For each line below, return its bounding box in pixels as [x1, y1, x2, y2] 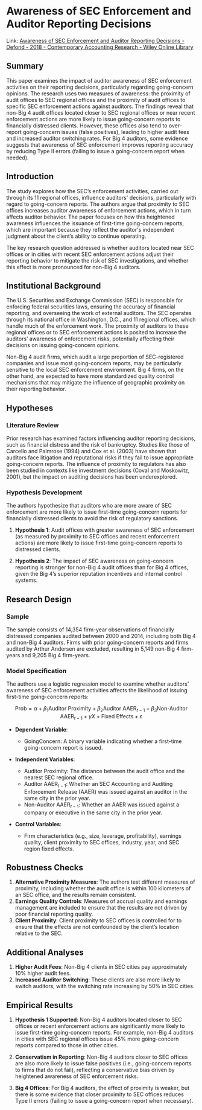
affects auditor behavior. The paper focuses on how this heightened [6, 213, 175, 220]
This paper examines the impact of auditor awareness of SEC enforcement [6, 77, 192, 84]
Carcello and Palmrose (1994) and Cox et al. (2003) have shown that [6, 448, 177, 455]
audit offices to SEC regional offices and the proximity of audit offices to [6, 96, 186, 103]
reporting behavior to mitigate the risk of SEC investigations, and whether [6, 257, 189, 264]
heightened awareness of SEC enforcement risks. [14, 1073, 139, 1080]
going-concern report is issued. [24, 744, 103, 751]
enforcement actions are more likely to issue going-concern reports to [6, 115, 181, 123]
